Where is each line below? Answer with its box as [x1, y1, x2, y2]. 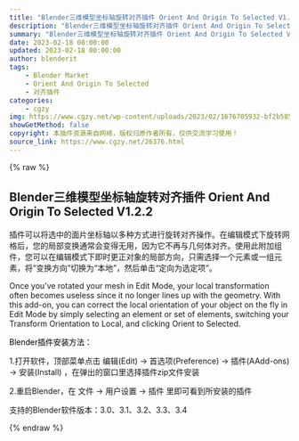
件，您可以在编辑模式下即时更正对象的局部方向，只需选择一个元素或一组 [9, 251, 274, 262]
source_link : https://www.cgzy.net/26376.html [9, 137, 185, 146]
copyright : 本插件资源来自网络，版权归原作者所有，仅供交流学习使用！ [9, 129, 238, 138]
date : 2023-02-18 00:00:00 [9, 37, 109, 47]
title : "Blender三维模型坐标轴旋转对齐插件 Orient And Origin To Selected [9, 12, 275, 22]
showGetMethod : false [9, 121, 90, 130]
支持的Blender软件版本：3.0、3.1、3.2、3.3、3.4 [9, 404, 188, 415]
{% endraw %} [9, 422, 64, 433]
